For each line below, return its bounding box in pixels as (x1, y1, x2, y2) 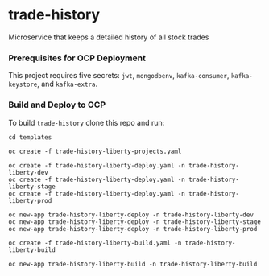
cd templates (8, 133, 52, 142)
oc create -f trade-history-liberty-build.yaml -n (8, 239, 182, 247)
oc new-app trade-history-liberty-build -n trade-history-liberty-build (8, 260, 258, 268)
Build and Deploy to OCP (8, 99, 106, 110)
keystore (8, 80, 38, 89)
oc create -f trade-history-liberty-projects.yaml (8, 147, 182, 155)
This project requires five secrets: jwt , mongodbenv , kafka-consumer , (8, 71, 230, 80)
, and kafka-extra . (37, 79, 98, 89)
